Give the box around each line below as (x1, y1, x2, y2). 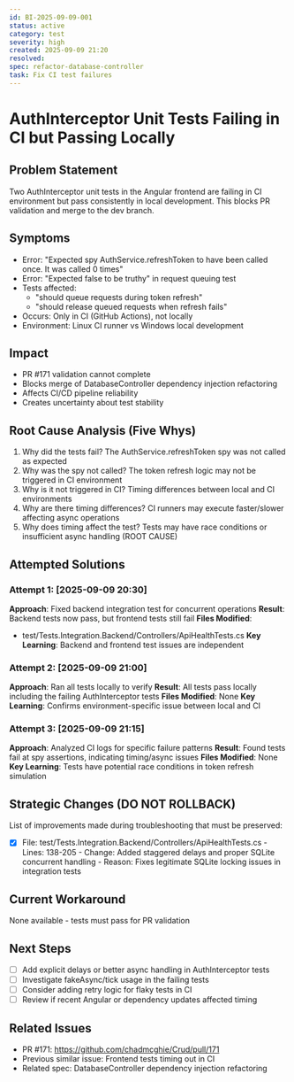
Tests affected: (21, 282, 77, 293)
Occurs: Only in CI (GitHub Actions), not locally (21, 311, 193, 321)
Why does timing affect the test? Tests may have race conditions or (21, 522, 268, 532)
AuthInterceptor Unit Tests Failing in (9, 108, 281, 128)
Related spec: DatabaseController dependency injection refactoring (21, 1063, 268, 1074)
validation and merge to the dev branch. (9, 205, 155, 215)
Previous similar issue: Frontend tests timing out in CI (21, 1054, 215, 1064)
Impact (9, 345, 49, 360)
